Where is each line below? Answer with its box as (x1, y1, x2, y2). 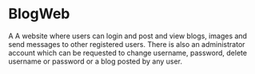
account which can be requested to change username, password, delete (8, 48, 248, 57)
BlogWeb (8, 5, 70, 23)
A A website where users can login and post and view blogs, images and (8, 31, 248, 41)
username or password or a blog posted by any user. (8, 56, 182, 66)
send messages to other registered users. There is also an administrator (8, 39, 245, 49)
